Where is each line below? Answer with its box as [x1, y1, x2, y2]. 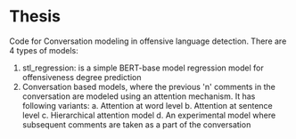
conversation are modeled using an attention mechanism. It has [21, 91, 256, 102]
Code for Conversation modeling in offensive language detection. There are [9, 36, 287, 46]
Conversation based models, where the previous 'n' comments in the [21, 81, 276, 92]
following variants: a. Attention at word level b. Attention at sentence [21, 100, 274, 110]
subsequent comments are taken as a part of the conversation [21, 119, 251, 130]
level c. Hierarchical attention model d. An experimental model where [21, 110, 276, 120]
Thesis [9, 6, 61, 27]
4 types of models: [9, 45, 78, 55]
